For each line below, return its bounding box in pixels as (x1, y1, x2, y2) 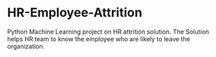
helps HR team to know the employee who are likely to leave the (7, 34, 190, 43)
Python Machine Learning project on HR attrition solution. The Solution (7, 27, 210, 36)
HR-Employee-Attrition (7, 5, 142, 21)
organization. (7, 42, 45, 50)
